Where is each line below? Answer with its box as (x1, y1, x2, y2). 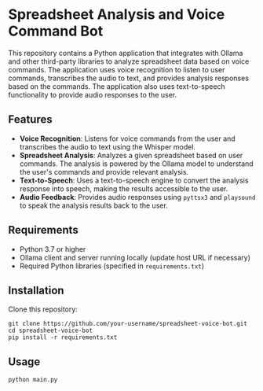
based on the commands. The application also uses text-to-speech (8, 81, 225, 91)
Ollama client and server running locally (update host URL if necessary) (19, 253, 251, 262)
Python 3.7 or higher (19, 244, 86, 253)
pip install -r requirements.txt (8, 334, 118, 341)
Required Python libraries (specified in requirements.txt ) (19, 261, 205, 271)
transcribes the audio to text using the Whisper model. (19, 142, 196, 151)
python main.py (8, 376, 58, 384)
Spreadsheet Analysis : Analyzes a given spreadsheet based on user (19, 150, 243, 160)
